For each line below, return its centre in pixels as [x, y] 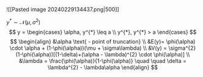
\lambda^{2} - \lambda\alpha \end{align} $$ [103, 67]
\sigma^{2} [182, 48]
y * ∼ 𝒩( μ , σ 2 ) [24, 22]
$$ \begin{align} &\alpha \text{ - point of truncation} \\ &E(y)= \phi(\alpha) [103, 41]
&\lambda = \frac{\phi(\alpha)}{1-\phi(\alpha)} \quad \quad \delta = [103, 61]
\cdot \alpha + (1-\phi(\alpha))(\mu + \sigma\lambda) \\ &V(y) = [88, 48]
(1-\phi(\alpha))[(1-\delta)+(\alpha [57, 54]
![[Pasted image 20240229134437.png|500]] [63, 9]
